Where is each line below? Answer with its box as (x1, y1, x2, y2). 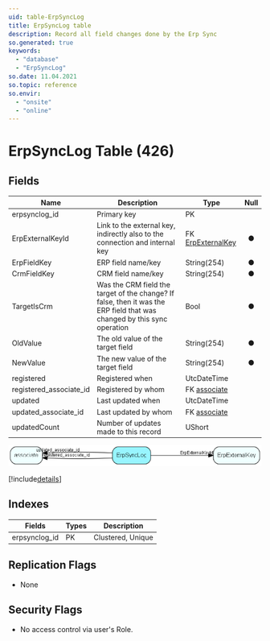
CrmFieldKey (11, 268, 55, 278)
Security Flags (8, 603, 83, 617)
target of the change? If (96, 288, 174, 298)
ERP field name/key (96, 258, 162, 267)
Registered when (96, 373, 153, 383)
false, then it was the (96, 297, 166, 306)
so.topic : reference (8, 81, 78, 89)
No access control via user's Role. (19, 624, 133, 634)
